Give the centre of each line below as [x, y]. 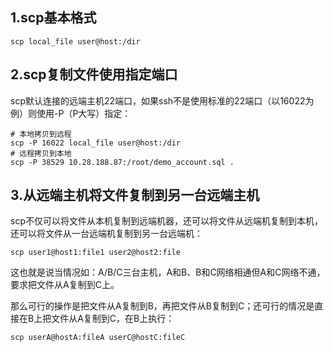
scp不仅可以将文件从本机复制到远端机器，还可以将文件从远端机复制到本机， [166, 221]
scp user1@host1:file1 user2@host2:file [96, 253]
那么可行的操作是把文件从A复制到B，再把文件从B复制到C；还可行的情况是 [162, 306]
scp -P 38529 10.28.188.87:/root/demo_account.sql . [122, 162]
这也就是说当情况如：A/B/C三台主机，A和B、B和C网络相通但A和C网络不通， [168, 272]
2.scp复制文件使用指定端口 [94, 74]
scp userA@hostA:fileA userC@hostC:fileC [98, 338]
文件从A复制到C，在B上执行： [113, 319]
